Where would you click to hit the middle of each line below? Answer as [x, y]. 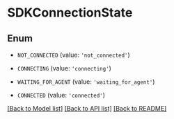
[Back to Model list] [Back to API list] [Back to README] [87, 108]
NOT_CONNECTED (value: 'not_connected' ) [73, 55]
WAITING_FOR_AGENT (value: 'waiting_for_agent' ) [86, 82]
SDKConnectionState [70, 13]
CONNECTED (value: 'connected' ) [61, 95]
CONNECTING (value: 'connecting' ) [64, 68]
